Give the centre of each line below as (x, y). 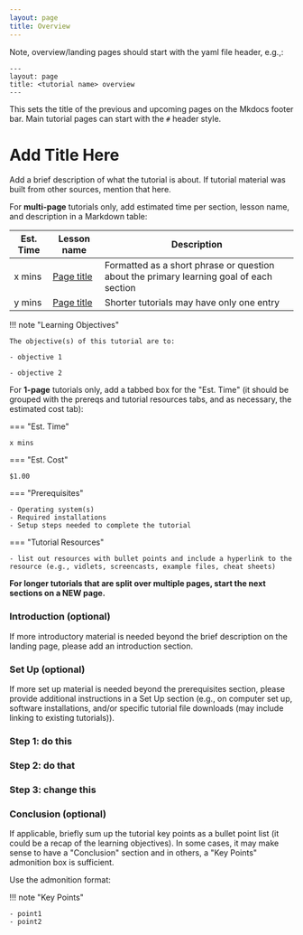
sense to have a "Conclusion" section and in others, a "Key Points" (133, 853)
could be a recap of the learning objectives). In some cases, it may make (144, 843)
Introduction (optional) (60, 617)
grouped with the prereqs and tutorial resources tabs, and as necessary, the (151, 399)
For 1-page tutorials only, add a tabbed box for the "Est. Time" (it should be (149, 390)
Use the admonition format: (60, 880)
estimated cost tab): (46, 409)
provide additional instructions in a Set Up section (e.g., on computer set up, (151, 699)
